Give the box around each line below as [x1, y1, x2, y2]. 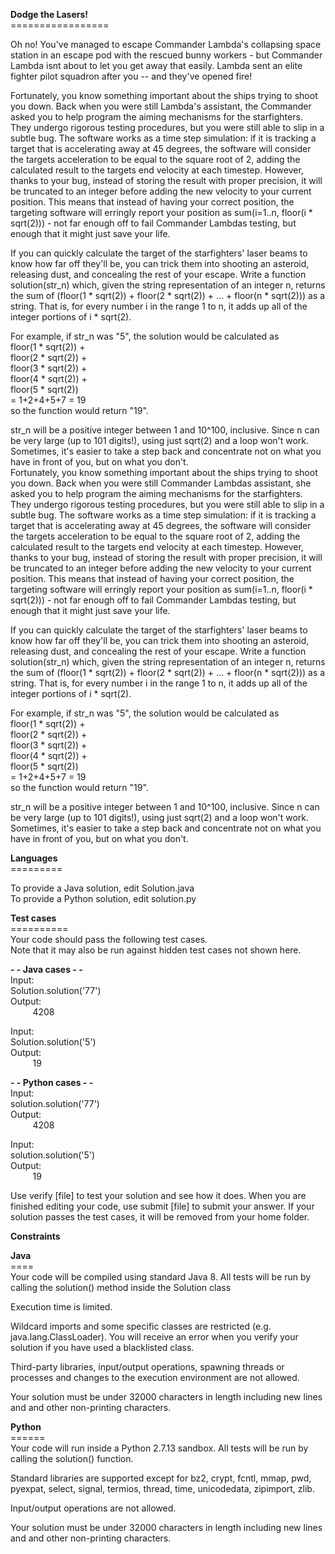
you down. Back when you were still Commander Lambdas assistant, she [10, 477, 312, 489]
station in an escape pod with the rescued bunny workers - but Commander [10, 49, 323, 61]
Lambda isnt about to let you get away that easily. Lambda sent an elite [10, 60, 303, 71]
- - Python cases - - [10, 1077, 94, 1088]
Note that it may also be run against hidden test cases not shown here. [10, 944, 302, 956]
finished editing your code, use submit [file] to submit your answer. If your [10, 1200, 315, 1212]
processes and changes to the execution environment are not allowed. [10, 1372, 300, 1383]
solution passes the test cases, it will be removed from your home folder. [10, 1211, 310, 1223]
